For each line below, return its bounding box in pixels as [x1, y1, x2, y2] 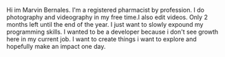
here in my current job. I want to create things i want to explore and [6, 35, 197, 43]
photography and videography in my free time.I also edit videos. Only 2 [6, 13, 208, 21]
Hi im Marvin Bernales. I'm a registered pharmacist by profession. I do [6, 6, 204, 14]
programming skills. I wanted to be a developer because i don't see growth [6, 27, 219, 36]
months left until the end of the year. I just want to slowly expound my [6, 21, 204, 28]
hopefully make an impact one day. [6, 43, 106, 50]
